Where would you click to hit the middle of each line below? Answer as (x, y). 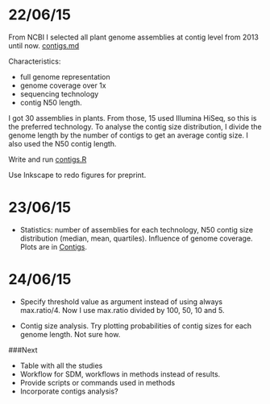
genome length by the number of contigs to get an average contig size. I (128, 135)
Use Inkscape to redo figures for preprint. (77, 175)
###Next (23, 350)
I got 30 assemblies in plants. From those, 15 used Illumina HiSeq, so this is (133, 117)
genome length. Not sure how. (70, 334)
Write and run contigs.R (48, 159)
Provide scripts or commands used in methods (98, 382)
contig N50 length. (51, 102)
